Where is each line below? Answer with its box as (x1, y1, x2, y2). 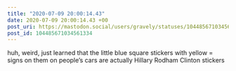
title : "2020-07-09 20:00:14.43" (7, 10, 105, 17)
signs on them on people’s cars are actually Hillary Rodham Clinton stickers (7, 56, 225, 65)
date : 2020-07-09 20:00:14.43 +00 (7, 17, 109, 24)
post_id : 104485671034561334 (7, 29, 93, 37)
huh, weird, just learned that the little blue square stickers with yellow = (7, 49, 214, 57)
